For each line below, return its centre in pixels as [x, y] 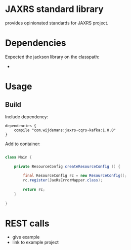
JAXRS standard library [54, 9]
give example [26, 237]
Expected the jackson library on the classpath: [52, 57]
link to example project [36, 243]
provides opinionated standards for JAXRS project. [57, 23]
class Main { [19, 157]
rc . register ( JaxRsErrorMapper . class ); [63, 180]
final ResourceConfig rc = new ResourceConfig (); [75, 176]
